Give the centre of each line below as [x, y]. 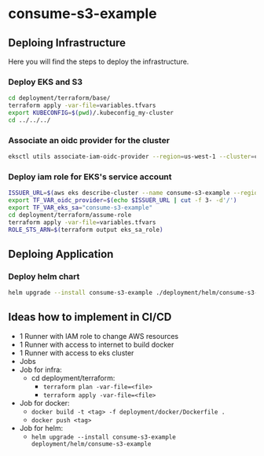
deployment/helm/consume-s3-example [91, 444]
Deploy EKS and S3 [46, 82]
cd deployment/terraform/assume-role [70, 215]
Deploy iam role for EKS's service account [90, 176]
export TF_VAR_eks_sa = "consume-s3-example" [81, 208]
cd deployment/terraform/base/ [59, 98]
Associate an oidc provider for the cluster [89, 140]
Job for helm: [41, 428]
